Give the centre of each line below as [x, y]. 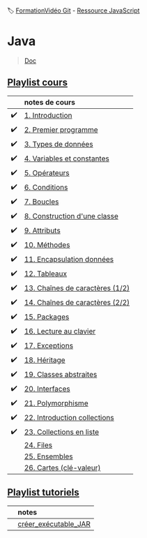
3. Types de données [59, 144]
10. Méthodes [47, 245]
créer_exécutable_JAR [54, 524]
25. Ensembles [48, 456]
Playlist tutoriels [44, 492]
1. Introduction [48, 116]
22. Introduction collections [69, 418]
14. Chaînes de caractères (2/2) [77, 303]
